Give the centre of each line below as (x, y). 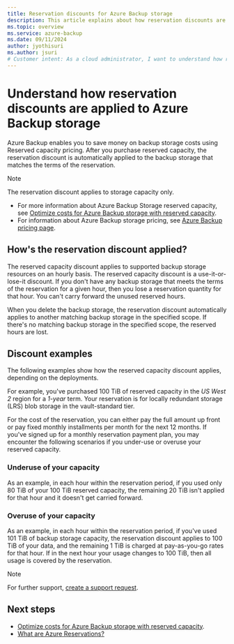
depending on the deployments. (53, 378)
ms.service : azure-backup (45, 33)
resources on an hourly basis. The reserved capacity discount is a (102, 274)
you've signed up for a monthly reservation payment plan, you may (103, 435)
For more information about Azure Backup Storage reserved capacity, (117, 205)
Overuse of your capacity (51, 516)
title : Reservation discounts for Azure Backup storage (90, 14)
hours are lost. (28, 331)
